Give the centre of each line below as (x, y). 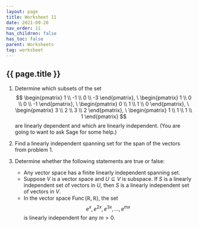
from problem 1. (34, 150)
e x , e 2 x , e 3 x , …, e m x (108, 208)
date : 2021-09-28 (27, 22)
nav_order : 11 (24, 28)
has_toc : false (25, 39)
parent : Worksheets (30, 45)
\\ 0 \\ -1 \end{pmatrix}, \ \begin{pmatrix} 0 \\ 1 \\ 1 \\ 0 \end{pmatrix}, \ (104, 103)
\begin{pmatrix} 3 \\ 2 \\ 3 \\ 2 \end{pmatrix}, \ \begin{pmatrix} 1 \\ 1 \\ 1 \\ (104, 110)
